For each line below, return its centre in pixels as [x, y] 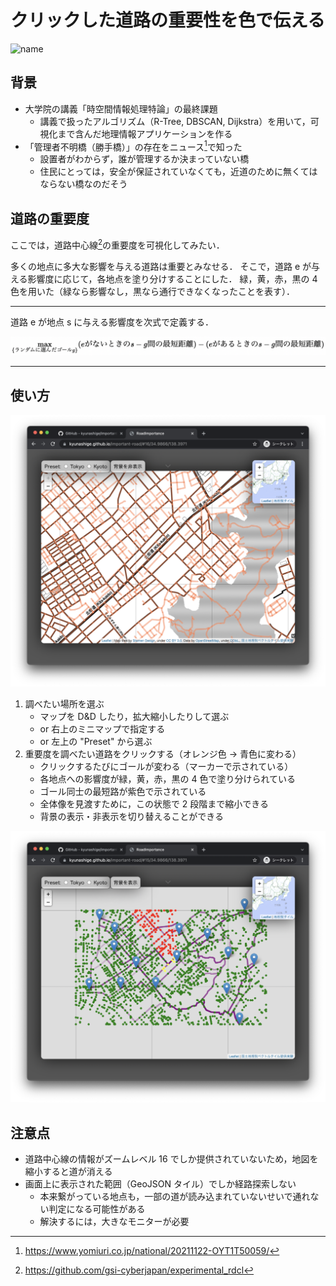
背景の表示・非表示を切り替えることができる [131, 816]
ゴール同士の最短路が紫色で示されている [123, 791]
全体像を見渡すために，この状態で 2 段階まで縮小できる [154, 803]
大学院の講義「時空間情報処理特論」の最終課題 [121, 108]
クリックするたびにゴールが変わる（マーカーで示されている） [166, 766]
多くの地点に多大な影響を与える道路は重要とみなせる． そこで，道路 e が [161, 266]
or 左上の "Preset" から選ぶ [96, 741]
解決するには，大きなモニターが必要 [114, 1222]
